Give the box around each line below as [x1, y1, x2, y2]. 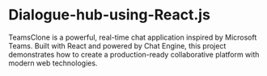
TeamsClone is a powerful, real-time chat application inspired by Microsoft [8, 32, 257, 42]
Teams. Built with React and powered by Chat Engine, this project [8, 40, 227, 50]
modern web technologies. [8, 58, 98, 68]
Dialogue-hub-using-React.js [8, 6, 210, 24]
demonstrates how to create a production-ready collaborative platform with [8, 49, 260, 59]
